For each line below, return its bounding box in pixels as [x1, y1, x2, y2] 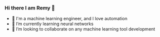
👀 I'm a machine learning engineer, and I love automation [11, 16, 128, 22]
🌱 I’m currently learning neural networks [11, 21, 94, 27]
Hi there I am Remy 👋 [4, 4, 55, 11]
